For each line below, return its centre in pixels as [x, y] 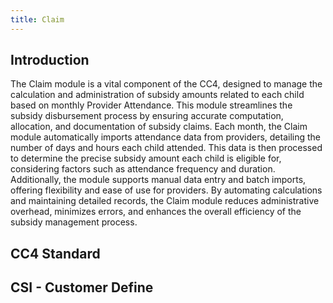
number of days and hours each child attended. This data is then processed [166, 148]
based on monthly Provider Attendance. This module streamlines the [151, 105]
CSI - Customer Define [82, 287]
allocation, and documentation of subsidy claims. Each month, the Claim [159, 127]
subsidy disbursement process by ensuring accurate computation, [147, 116]
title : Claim [37, 19]
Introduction [50, 60]
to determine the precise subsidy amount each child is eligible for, [146, 158]
